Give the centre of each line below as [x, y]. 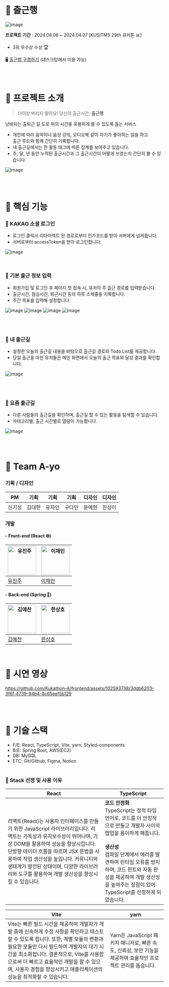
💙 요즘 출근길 [20, 403]
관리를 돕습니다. [138, 965]
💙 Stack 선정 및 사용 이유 [34, 780]
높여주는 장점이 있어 [133, 885]
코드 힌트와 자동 [135, 870]
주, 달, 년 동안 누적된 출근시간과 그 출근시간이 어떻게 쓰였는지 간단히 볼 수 [84, 153]
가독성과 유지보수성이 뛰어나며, [57, 837]
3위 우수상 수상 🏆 [30, 47]
